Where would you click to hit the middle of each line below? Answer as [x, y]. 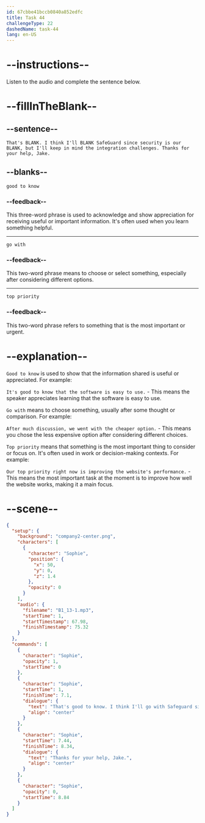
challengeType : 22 [30, 23]
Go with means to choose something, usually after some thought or [91, 410]
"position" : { [46, 559]
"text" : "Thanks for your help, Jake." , [80, 758]
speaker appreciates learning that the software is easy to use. [84, 398]
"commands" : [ [30, 644]
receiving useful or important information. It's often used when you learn [98, 221]
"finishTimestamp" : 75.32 [55, 627]
